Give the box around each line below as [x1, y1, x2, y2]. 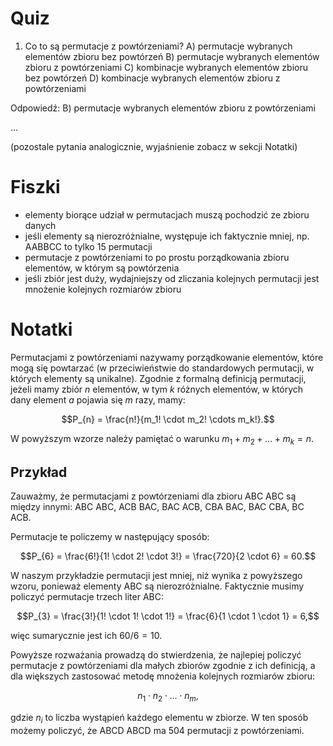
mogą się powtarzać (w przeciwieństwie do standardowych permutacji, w [10, 362, 315, 374]
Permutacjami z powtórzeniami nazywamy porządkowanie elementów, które [10, 351, 324, 363]
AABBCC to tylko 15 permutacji [24, 240, 153, 252]
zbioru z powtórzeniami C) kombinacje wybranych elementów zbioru [24, 61, 309, 73]
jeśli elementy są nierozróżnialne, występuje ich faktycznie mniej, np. [24, 230, 310, 242]
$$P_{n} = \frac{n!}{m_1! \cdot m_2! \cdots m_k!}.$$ [61, 413, 275, 425]
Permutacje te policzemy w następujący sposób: [10, 531, 210, 543]
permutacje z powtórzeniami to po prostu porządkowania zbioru [24, 251, 290, 263]
